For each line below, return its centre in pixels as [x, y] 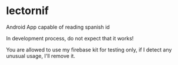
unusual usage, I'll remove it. [41, 56]
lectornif [27, 11]
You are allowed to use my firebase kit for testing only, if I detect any [89, 49]
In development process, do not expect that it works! [70, 38]
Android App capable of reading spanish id [58, 27]
